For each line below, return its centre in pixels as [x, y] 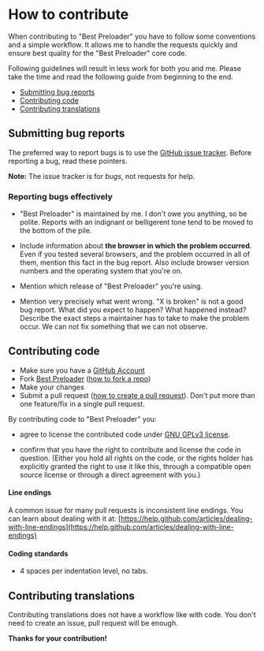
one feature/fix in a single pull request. [82, 404]
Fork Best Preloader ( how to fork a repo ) [85, 378]
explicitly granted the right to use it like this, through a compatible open [135, 466]
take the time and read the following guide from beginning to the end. [121, 76]
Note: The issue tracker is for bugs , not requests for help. [102, 176]
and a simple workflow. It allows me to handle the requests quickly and [123, 44]
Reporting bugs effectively [60, 196]
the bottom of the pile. [56, 231]
